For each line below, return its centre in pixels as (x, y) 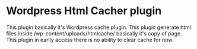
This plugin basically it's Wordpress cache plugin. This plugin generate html (99, 27)
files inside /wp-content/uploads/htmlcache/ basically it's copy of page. (94, 33)
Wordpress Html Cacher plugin (84, 11)
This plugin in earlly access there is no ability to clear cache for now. (90, 40)
